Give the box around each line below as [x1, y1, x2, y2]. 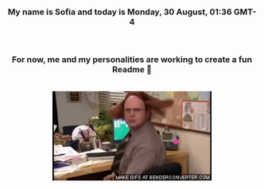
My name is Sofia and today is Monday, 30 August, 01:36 [7, 6, 232, 17]
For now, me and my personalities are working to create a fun [11, 54, 253, 65]
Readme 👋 [112, 64, 152, 75]
